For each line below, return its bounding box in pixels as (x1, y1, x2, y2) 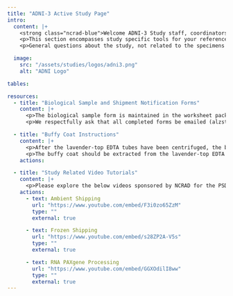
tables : (7, 80, 30, 87)
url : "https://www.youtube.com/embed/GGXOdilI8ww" (32, 265, 182, 272)
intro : (7, 17, 26, 24)
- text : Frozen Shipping (25, 227, 98, 234)
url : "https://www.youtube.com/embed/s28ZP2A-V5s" (32, 234, 182, 241)
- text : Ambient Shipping (25, 195, 101, 202)
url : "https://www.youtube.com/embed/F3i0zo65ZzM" (32, 202, 182, 209)
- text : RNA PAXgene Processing (25, 259, 119, 265)
